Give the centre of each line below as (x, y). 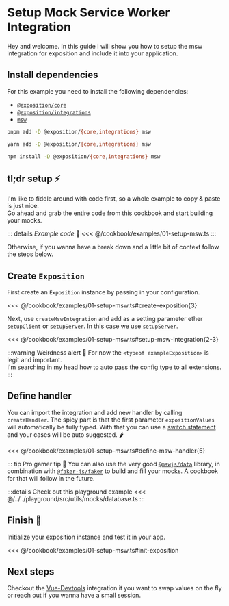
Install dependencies (53, 75)
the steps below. (30, 254)
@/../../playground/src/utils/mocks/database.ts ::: (76, 498)
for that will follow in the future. (51, 478)
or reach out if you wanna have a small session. (74, 595)
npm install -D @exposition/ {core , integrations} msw (84, 156)
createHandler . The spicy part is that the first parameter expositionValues (111, 420)
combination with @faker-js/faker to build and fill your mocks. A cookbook (113, 471)
